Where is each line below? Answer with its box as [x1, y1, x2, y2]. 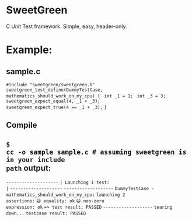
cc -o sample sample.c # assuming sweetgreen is [6, 148, 187, 156]
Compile [6, 120, 37, 130]
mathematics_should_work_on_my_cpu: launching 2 [6, 192, 125, 198]
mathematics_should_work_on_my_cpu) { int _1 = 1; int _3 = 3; [6, 93, 166, 99]
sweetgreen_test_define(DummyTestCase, [6, 87, 103, 93]
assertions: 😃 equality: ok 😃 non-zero [6, 198, 104, 204]
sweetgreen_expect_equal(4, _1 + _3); [6, 98, 100, 104]
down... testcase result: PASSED [6, 211, 86, 216]
